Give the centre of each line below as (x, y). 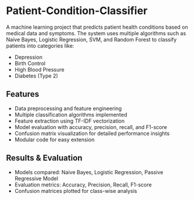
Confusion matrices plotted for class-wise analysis (76, 191)
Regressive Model (36, 178)
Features (23, 94)
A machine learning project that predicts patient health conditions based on (97, 27)
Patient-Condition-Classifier (77, 11)
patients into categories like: (40, 46)
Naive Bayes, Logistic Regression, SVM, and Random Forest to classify (91, 39)
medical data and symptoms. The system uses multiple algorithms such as (96, 33)
